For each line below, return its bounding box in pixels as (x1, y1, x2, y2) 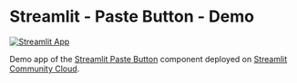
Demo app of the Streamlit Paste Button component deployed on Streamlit (9, 53, 288, 64)
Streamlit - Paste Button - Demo (9, 6, 255, 27)
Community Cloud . (9, 63, 80, 74)
